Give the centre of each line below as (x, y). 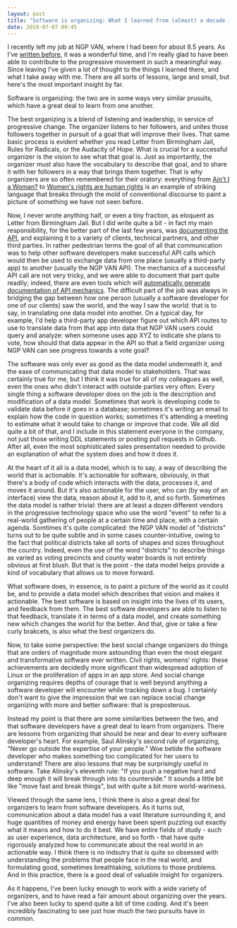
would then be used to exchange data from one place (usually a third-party (116, 260)
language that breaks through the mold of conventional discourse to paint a (117, 194)
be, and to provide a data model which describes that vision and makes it (114, 594)
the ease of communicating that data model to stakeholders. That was (109, 372)
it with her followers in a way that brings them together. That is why (105, 172)
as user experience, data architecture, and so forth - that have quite (106, 838)
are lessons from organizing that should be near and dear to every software (117, 734)
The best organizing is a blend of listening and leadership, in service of (110, 119)
